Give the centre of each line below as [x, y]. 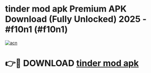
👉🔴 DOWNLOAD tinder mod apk [72, 63]
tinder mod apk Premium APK [66, 9]
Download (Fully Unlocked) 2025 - [76, 19]
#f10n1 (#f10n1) [37, 29]
